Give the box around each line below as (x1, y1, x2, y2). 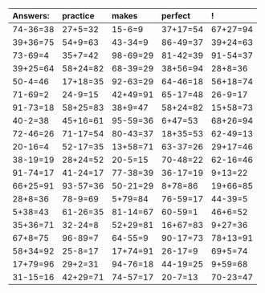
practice (62, 10, 95, 21)
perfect (161, 10, 191, 21)
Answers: (12, 10, 50, 21)
